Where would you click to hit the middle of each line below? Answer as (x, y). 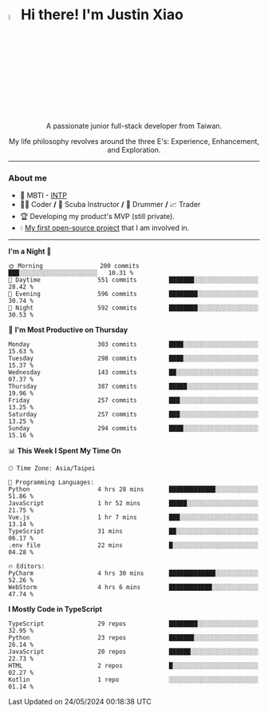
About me (28, 178)
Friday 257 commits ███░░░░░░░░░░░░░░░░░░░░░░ (134, 401)
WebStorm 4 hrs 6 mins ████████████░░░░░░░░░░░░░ (134, 588)
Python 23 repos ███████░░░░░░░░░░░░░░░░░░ (134, 638)
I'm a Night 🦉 (30, 251)
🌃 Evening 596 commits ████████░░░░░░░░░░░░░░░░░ (134, 294)
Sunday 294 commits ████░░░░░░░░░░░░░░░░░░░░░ (134, 429)
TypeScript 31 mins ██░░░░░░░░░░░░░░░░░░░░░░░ (134, 532)
